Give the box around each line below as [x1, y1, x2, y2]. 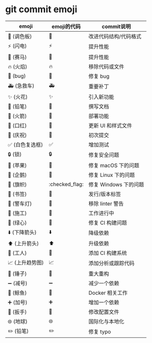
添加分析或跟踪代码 [88, 260, 135, 267]
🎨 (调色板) [8, 33, 32, 40]
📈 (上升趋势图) [8, 259, 44, 266]
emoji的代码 [51, 23, 81, 30]
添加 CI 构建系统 [88, 249, 127, 256]
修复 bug [88, 72, 110, 80]
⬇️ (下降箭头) [8, 228, 37, 235]
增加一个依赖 [88, 299, 119, 306]
